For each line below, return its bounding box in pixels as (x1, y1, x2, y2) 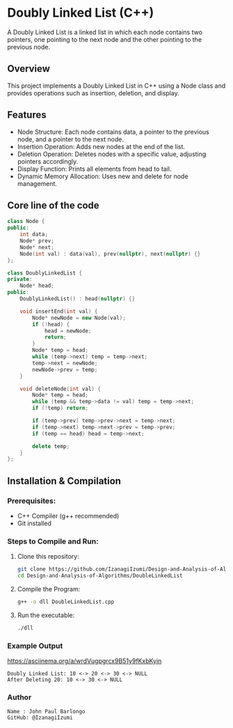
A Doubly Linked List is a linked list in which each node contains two (7, 28, 203, 36)
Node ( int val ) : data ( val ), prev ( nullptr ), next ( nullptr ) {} (19, 250, 201, 257)
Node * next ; (19, 244, 54, 251)
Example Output (7, 641, 63, 651)
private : (7, 276, 33, 283)
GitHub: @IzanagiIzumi (7, 714, 73, 722)
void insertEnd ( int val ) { (19, 308, 98, 315)
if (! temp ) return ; (32, 405, 89, 412)
